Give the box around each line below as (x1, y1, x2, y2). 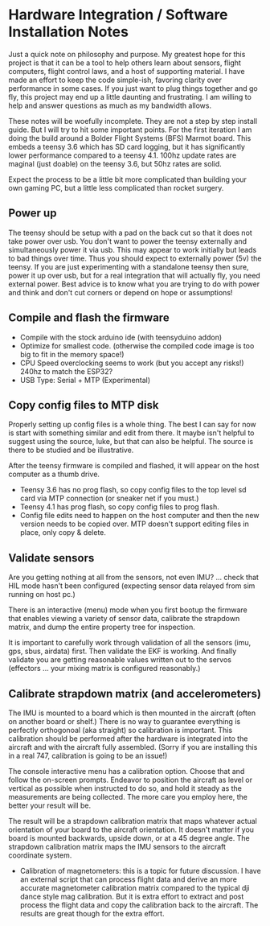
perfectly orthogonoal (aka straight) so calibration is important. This (8, 726, 233, 735)
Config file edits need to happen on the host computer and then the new (19, 511, 260, 521)
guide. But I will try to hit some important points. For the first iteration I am (8, 125, 252, 134)
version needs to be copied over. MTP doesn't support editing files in (19, 519, 249, 529)
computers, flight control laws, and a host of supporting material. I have (8, 66, 245, 76)
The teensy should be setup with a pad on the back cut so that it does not (8, 228, 253, 237)
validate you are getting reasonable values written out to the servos (8, 655, 231, 665)
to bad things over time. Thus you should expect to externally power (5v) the (8, 253, 262, 263)
